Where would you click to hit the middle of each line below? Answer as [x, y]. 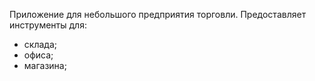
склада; [40, 44]
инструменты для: [48, 25]
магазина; [45, 65]
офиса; [38, 55]
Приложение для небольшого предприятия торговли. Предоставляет [158, 14]
